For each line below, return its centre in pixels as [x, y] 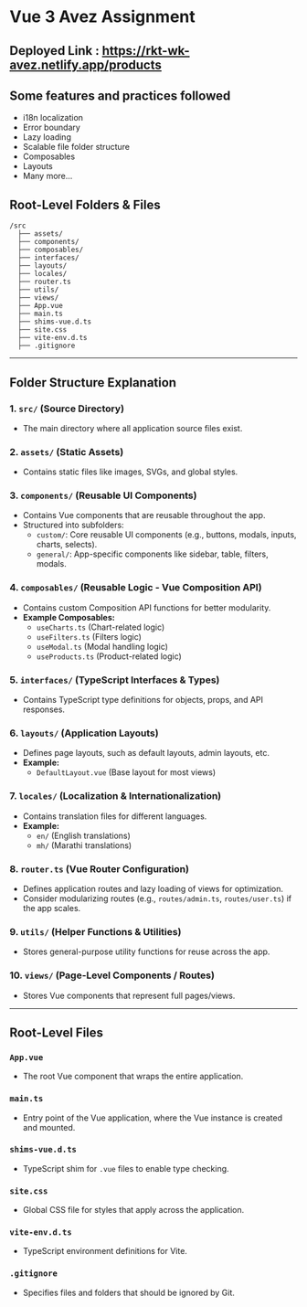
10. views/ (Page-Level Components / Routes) [112, 975]
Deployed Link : [54, 51]
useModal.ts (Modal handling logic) [102, 646]
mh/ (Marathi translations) [84, 845]
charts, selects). [67, 545]
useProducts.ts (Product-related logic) [109, 656]
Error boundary [51, 128]
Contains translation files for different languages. [115, 816]
